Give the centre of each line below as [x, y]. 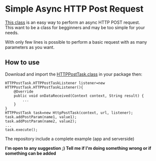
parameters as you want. [30, 47]
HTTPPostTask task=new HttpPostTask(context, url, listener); [69, 113]
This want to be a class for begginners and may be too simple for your [75, 27]
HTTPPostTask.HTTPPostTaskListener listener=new [55, 83]
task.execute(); [21, 129]
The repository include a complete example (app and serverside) [70, 139]
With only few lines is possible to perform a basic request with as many [76, 42]
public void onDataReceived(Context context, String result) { [79, 96]
